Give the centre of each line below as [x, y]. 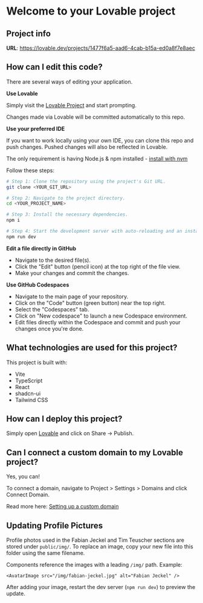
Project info [29, 34]
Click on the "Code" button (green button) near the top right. [90, 303]
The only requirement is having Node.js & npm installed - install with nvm [97, 158]
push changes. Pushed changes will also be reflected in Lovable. [87, 147]
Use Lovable [22, 93]
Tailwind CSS [31, 400]
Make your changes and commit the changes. [72, 273]
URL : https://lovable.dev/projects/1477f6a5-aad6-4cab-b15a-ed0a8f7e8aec [101, 48]
